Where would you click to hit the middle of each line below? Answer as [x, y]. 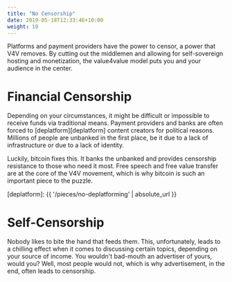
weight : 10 [23, 26]
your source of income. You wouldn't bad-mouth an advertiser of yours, [110, 256]
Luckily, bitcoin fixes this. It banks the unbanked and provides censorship [112, 159]
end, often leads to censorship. [52, 271]
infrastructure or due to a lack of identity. [66, 145]
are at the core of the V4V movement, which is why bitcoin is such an [106, 174]
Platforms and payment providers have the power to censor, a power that [111, 47]
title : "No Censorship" [42, 14]
